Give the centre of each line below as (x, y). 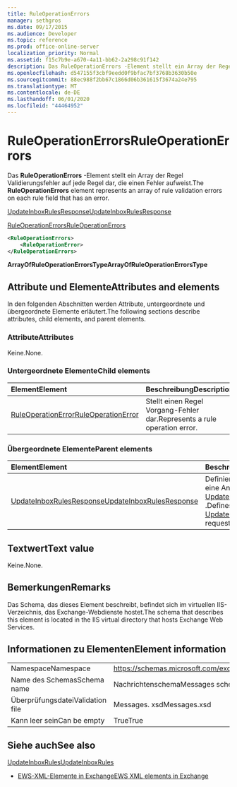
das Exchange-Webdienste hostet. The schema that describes (134, 612)
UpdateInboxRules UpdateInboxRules (61, 762)
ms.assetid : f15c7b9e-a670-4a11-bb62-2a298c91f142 (83, 60)
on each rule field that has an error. (58, 198)
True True (128, 720)
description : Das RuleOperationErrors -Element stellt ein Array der (112, 66)
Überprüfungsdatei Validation (59, 700)
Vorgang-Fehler (172, 410)
